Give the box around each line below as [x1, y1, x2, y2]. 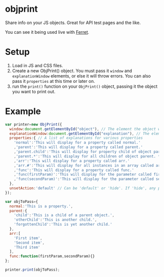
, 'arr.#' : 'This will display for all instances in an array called [14, 163, 154, 168]
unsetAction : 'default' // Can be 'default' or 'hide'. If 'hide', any [9, 186, 156, 191]
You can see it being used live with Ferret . [5, 29, 89, 35]
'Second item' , [14, 240, 45, 245]
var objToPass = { [5, 199, 38, 204]
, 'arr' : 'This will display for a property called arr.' [14, 158, 130, 163]
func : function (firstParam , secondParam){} [9, 254, 95, 259]
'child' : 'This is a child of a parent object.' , [14, 213, 115, 218]
